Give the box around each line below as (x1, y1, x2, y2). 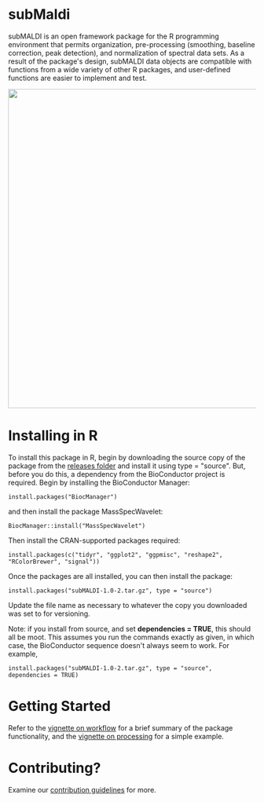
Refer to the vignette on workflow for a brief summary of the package (8, 723, 233, 732)
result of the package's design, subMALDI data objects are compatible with (8, 57, 252, 66)
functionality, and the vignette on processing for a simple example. (8, 731, 224, 741)
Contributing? (8, 760, 101, 777)
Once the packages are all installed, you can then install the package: (8, 571, 233, 580)
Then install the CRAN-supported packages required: (8, 536, 181, 545)
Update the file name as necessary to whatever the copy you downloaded (8, 600, 247, 610)
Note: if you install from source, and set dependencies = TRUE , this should (8, 624, 251, 633)
